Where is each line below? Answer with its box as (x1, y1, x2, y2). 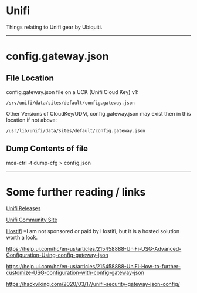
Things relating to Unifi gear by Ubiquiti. (6, 23, 103, 31)
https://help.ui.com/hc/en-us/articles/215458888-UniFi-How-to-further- (6, 262, 181, 270)
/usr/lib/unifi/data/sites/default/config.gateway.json (6, 127, 145, 133)
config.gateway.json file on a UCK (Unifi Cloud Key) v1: (6, 88, 139, 95)
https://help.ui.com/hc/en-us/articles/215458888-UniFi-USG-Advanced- (6, 245, 182, 252)
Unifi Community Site (6, 216, 57, 223)
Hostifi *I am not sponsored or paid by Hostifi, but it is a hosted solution (6, 227, 180, 234)
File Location (6, 73, 55, 83)
